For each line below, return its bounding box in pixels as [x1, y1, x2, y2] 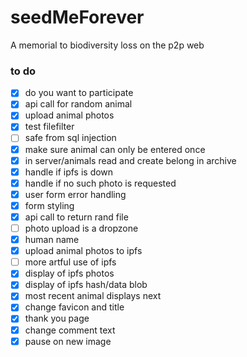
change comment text [24, 324, 116, 336]
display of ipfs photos [24, 267, 115, 280]
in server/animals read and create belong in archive [24, 154, 237, 166]
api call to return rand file [24, 211, 129, 223]
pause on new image [24, 335, 112, 347]
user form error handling [24, 188, 127, 200]
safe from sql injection [24, 132, 117, 144]
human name [24, 234, 80, 246]
